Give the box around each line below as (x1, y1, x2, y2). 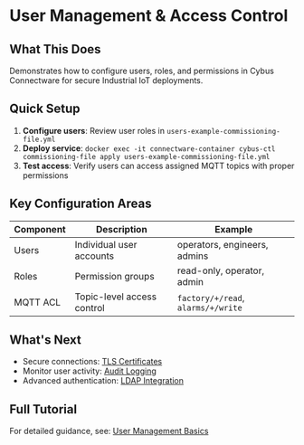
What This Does (9, 42, 101, 57)
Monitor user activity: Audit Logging (22, 365, 157, 376)
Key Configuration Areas (9, 196, 152, 212)
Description (95, 222, 147, 235)
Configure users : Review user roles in (22, 125, 166, 136)
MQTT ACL (14, 296, 62, 308)
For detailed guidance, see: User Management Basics (9, 426, 209, 437)
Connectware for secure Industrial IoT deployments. (9, 75, 204, 86)
